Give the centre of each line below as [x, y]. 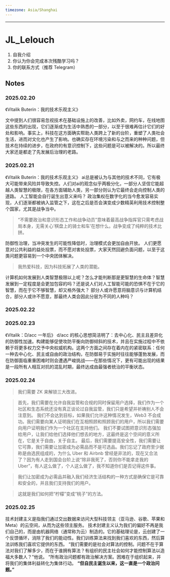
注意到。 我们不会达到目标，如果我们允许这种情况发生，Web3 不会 [87, 415]
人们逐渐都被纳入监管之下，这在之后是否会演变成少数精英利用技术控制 [87, 202]
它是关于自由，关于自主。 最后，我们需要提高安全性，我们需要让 [94, 441]
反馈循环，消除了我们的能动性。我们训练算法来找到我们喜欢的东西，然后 [85, 538]
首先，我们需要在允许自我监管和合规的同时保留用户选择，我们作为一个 [91, 403]
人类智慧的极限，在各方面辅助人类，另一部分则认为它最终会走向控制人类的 [87, 190]
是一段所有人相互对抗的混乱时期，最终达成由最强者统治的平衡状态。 [76, 367]
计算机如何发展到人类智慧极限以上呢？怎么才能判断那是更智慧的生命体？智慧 [85, 277]
